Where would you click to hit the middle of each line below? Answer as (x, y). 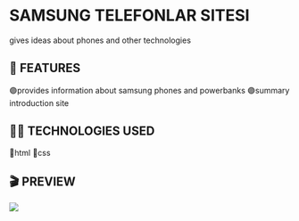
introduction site (39, 102)
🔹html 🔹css (30, 152)
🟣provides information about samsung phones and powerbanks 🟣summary (149, 90)
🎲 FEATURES (45, 68)
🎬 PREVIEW (42, 181)
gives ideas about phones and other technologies (100, 40)
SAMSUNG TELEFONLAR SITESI (129, 16)
